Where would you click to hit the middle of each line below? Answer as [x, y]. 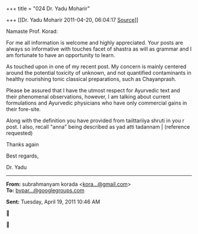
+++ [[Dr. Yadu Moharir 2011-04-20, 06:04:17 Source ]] [72, 20]
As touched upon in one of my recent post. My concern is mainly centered [96, 66]
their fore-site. [24, 109]
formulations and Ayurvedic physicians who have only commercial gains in [97, 103]
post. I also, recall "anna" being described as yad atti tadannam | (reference [98, 127]
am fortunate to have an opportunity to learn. [61, 55]
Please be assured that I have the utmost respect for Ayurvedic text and [93, 90]
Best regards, [22, 156]
